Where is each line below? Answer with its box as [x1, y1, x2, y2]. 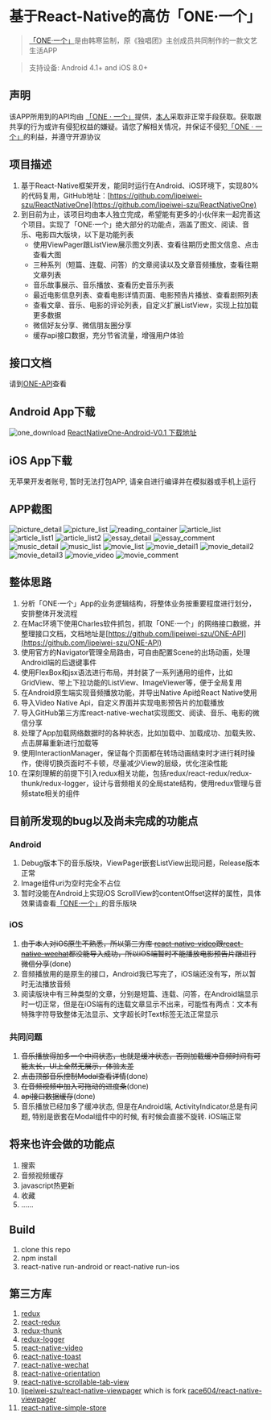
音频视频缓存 [20, 1170, 64, 1180]
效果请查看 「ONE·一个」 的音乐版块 [20, 898, 138, 908]
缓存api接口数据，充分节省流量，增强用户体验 [32, 330, 184, 339]
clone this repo [20, 1244, 71, 1254]
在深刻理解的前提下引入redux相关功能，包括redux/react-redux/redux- [20, 768, 253, 778]
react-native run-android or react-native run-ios [20, 1261, 180, 1271]
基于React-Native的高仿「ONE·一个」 [9, 7, 261, 26]
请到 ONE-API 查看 [9, 379, 67, 389]
